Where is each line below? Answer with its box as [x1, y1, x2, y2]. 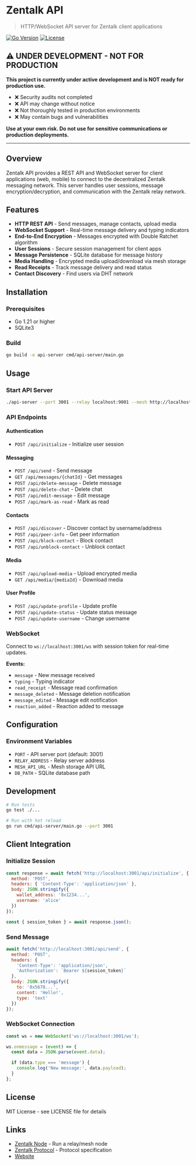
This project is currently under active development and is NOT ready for [6, 76, 184, 83]
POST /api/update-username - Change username [14, 614, 130, 621]
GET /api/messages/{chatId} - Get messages [14, 473, 123, 480]
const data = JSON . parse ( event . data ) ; [11, 1049, 106, 1055]
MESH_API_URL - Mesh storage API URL [14, 763, 106, 770]
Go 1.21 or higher [14, 318, 55, 325]
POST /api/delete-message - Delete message [14, 480, 122, 487]
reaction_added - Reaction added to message [14, 703, 124, 710]
